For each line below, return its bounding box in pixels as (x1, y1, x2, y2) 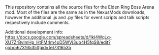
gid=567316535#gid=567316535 (5, 45, 71, 50)
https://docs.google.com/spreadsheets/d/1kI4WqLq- (5, 34, 112, 40)
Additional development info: (5, 29, 64, 35)
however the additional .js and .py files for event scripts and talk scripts (5, 15, 150, 20)
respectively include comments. (5, 19, 70, 25)
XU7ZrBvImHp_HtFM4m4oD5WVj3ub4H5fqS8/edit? (5, 39, 111, 45)
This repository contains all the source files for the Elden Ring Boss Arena (5, 4, 155, 10)
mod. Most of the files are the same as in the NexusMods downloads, (5, 9, 146, 15)
